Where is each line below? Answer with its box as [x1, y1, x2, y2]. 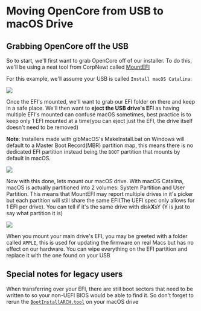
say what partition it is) [6, 210, 63, 216]
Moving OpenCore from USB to [6, 4, 164, 18]
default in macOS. [6, 155, 51, 162]
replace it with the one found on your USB [6, 252, 110, 259]
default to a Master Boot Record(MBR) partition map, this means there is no [6, 142, 194, 149]
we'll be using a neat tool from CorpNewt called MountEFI [6, 63, 150, 71]
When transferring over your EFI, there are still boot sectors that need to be [6, 285, 193, 292]
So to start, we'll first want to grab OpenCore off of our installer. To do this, [6, 57, 192, 64]
